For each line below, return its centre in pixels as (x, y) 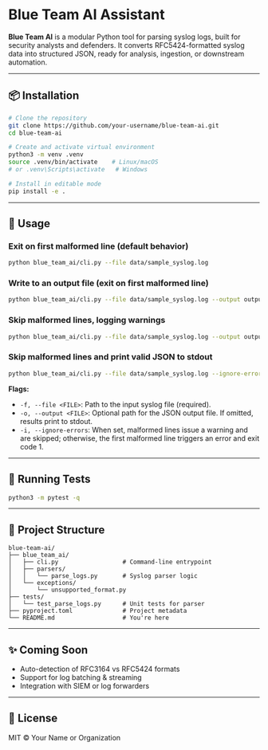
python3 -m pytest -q (44, 497)
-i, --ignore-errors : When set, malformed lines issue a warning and (134, 430)
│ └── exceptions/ (43, 583)
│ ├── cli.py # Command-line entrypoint (110, 562)
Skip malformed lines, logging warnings (87, 320)
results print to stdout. (56, 421)
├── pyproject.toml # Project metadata (98, 611)
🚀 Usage (29, 224)
